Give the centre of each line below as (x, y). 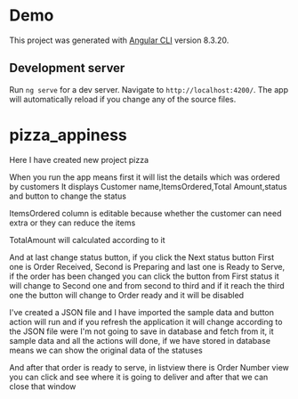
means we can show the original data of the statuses (106, 350)
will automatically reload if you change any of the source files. (123, 99)
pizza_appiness (68, 135)
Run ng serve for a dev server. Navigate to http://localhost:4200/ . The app (149, 89)
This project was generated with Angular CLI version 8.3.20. (119, 40)
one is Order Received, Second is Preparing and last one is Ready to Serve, (147, 266)
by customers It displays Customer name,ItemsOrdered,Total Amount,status (148, 186)
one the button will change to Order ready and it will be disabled (127, 295)
